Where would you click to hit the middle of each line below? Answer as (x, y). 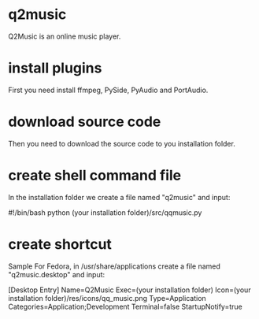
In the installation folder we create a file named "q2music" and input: (119, 197)
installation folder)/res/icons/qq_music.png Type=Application (107, 298)
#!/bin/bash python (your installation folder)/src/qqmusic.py (105, 212)
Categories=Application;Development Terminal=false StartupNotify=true (125, 306)
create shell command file (95, 176)
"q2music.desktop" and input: (57, 274)
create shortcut (60, 244)
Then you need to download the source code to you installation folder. (122, 143)
